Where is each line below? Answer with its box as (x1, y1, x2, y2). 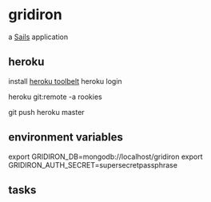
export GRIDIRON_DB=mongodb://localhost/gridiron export (8, 152, 203, 161)
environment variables (8, 130, 124, 145)
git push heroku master (8, 107, 86, 117)
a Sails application (8, 32, 69, 42)
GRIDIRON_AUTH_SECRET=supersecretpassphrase (8, 160, 178, 169)
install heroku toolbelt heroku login (8, 76, 122, 85)
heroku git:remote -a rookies (8, 92, 102, 101)
